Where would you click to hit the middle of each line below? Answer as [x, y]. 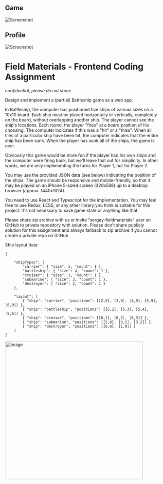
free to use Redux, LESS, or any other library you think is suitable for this [78, 205]
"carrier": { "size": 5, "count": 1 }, [63, 266]
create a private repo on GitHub [37, 235]
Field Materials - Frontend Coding [74, 67]
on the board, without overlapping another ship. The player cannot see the [80, 120]
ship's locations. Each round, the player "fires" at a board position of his [77, 125]
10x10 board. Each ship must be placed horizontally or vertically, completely [81, 115]
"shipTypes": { [29, 262]
